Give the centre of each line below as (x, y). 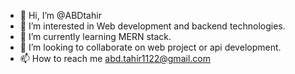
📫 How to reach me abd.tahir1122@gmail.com (115, 58)
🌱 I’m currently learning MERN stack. (95, 36)
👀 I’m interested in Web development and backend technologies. (152, 26)
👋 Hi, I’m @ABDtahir (60, 15)
